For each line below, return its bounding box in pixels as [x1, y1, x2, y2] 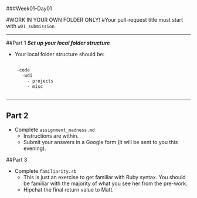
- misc [27, 83, 43, 90]
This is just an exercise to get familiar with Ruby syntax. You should [23, 174, 186, 181]
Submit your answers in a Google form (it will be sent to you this [23, 139, 178, 146]
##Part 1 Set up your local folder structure [6, 39, 110, 46]
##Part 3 [6, 156, 28, 163]
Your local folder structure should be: [14, 51, 105, 57]
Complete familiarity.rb [14, 168, 77, 175]
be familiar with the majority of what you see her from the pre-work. [23, 180, 188, 187]
